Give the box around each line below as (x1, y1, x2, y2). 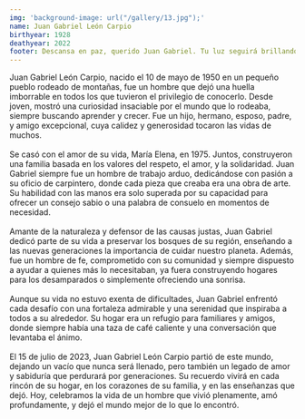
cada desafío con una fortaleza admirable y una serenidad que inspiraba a (9, 303, 288, 314)
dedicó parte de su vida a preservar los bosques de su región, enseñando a (9, 236, 293, 247)
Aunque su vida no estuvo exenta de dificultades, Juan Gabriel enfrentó (9, 294, 279, 305)
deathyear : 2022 (9, 38, 71, 48)
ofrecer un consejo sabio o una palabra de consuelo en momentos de (9, 197, 270, 209)
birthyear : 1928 (9, 30, 71, 39)
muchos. (9, 130, 43, 141)
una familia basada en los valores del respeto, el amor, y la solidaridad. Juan (9, 159, 295, 170)
